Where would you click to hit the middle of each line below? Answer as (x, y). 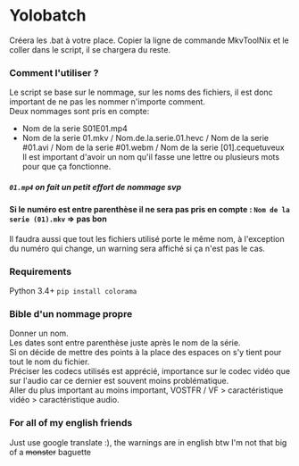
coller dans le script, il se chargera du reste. (90, 49)
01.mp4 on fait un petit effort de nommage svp (96, 187)
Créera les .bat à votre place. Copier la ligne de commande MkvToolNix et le (149, 40)
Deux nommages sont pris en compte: (79, 112)
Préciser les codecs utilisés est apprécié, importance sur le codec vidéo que (150, 371)
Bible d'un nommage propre (71, 314)
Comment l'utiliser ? (54, 72)
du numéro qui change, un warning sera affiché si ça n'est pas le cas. (137, 248)
